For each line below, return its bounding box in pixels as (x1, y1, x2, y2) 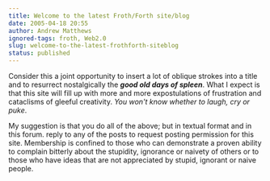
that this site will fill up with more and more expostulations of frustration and (8, 88, 262, 97)
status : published (8, 49, 70, 57)
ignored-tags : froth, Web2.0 (8, 34, 107, 43)
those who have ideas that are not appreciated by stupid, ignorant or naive (8, 155, 257, 165)
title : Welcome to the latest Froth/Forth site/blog (8, 11, 190, 20)
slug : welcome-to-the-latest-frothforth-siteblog (8, 42, 179, 50)
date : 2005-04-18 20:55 (8, 19, 89, 27)
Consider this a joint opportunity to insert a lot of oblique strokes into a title (8, 72, 258, 80)
